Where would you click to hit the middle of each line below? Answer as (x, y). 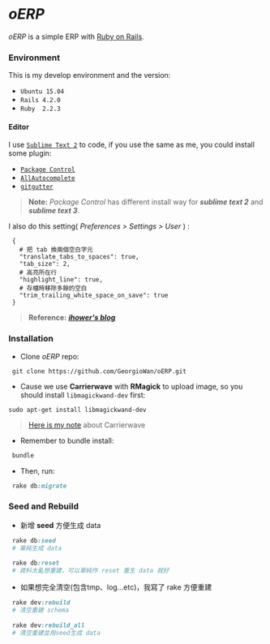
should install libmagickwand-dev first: (83, 395)
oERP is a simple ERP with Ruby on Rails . (76, 36)
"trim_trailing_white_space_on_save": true (94, 296)
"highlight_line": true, (61, 280)
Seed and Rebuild (44, 506)
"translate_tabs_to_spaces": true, (79, 257)
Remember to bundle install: (67, 440)
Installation (31, 339)
